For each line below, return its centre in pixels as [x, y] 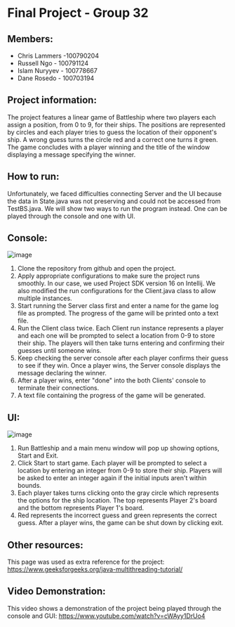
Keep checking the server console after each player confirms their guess [123, 358]
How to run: [33, 177]
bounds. [29, 486]
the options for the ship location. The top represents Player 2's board [117, 500]
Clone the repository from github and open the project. [96, 269]
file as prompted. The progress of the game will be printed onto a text [118, 313]
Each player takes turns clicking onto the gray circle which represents [118, 493]
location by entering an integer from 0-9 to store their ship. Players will [120, 471]
